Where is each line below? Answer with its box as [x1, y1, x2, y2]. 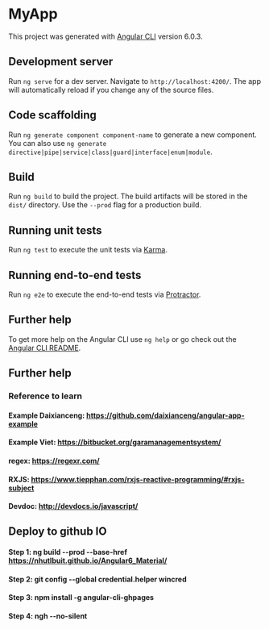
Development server [8, 55, 114, 69]
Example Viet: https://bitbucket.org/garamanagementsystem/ [8, 437, 221, 448]
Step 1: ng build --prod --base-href [8, 548, 127, 557]
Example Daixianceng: [8, 410, 85, 420]
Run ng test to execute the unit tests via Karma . [8, 245, 168, 255]
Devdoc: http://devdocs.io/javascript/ [8, 502, 139, 511]
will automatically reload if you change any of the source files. [8, 85, 214, 94]
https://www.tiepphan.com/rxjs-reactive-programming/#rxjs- [31, 474, 245, 484]
